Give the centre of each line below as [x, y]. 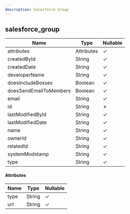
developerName [26, 75]
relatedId [18, 146]
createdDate [22, 67]
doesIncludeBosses [30, 83]
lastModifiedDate [27, 122]
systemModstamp [28, 154]
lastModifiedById [27, 115]
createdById [22, 59]
